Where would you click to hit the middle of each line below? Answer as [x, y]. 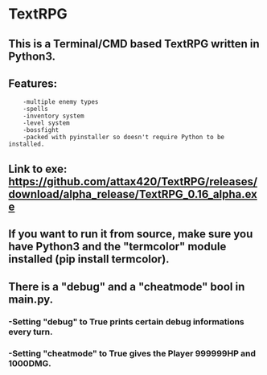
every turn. [31, 332]
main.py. [31, 299]
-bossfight [41, 130]
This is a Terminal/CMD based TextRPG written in [134, 44]
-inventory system [53, 116]
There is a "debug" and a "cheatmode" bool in [127, 286]
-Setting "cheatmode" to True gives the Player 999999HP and [132, 353]
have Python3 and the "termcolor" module [117, 247]
